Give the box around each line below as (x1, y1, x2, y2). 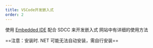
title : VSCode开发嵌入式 (5, 7, 54, 13)
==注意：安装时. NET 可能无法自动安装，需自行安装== (5, 37, 119, 43)
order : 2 (5, 12, 24, 17)
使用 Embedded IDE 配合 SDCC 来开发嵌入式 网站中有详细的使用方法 (5, 26, 148, 33)
